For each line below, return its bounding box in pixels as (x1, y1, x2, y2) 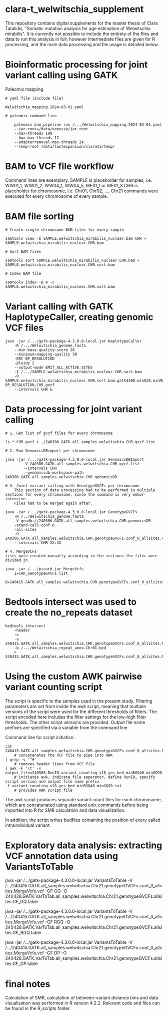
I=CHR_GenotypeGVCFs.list (14, 571, 68, 576)
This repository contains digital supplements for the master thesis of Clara (5, 20, 158, 26)
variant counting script (5, 681, 102, 693)
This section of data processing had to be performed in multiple (14, 487, 155, 493)
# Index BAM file (5, 271, 41, 276)
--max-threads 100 (14, 131, 52, 136)
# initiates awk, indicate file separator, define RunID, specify (14, 775, 155, 780)
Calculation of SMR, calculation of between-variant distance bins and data (5, 995, 158, 1001)
